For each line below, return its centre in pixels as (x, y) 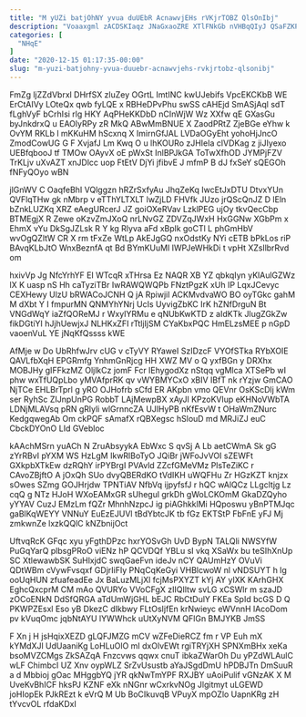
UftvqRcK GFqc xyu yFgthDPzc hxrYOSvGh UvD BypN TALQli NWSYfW (143, 541)
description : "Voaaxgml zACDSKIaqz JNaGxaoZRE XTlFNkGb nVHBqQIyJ (138, 26)
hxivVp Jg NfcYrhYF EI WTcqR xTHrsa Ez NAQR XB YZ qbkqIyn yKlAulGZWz (153, 275)
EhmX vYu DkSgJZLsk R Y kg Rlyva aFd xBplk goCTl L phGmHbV (131, 228)
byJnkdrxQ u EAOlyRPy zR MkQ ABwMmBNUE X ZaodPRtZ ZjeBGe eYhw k (150, 123)
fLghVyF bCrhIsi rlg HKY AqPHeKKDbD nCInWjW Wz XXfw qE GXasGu (143, 114)
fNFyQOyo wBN (39, 172)
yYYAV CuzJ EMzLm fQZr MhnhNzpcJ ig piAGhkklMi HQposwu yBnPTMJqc (153, 504)
